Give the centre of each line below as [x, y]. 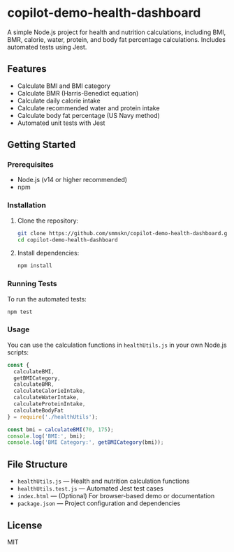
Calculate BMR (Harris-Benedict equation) [78, 93]
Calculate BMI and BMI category [64, 86]
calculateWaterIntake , [46, 398]
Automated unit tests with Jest [61, 123]
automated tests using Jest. [47, 47]
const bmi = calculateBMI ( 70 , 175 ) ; [60, 430]
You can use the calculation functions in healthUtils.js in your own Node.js [117, 345]
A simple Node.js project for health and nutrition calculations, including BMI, [117, 32]
